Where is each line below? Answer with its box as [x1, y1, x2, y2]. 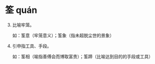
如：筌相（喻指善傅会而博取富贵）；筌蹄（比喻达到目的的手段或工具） [12, 53, 153, 60]
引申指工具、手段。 [12, 43, 52, 49]
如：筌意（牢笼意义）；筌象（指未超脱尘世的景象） [12, 32, 115, 38]
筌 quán [5, 4, 38, 16]
